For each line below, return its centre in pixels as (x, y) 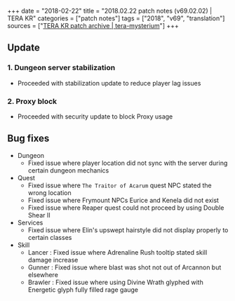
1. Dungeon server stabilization (61, 68)
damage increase (53, 260)
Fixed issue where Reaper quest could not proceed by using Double (126, 208)
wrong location (49, 192)
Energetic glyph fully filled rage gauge (83, 289)
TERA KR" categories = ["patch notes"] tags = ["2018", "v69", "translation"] (116, 18)
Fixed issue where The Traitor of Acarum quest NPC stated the (120, 185)
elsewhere (43, 274)
